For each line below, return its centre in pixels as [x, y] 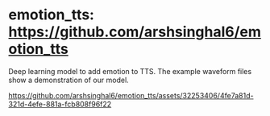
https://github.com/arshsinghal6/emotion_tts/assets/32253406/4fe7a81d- [131, 95]
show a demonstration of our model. [69, 80]
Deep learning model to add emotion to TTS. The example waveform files [130, 71]
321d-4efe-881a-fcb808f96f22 [60, 104]
